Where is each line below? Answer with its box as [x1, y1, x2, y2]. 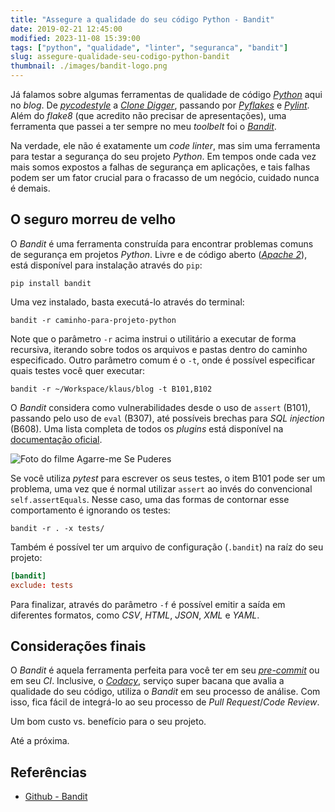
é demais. [10, 182, 51, 194]
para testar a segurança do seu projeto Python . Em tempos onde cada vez [10, 151, 317, 162]
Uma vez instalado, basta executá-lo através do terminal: [10, 296, 245, 308]
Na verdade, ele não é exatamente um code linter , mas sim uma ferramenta [10, 140, 321, 151]
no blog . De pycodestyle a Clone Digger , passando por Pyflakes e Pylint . [10, 99, 310, 111]
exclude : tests [10, 580, 74, 590]
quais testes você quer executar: [10, 364, 146, 376]
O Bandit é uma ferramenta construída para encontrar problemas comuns [10, 237, 314, 250]
